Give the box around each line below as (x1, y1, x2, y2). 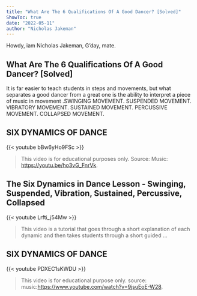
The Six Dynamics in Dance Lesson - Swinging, (6, 179, 186, 189)
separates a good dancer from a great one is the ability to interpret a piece (6, 91, 191, 98)
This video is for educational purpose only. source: (20, 277, 147, 284)
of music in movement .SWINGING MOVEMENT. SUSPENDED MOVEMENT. (6, 97, 192, 105)
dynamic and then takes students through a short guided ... (20, 232, 168, 239)
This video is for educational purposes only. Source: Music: (20, 155, 168, 162)
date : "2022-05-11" (6, 20, 55, 26)
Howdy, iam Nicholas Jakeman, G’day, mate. (6, 42, 116, 49)
